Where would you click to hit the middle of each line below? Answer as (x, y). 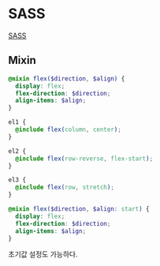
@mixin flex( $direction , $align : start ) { (79, 209)
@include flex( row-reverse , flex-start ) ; (84, 159)
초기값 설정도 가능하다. (43, 254)
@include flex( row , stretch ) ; (65, 187)
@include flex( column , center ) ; (69, 129)
